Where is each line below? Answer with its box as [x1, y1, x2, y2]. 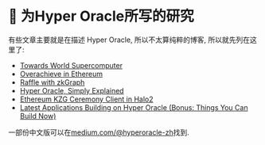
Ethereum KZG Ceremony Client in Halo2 [19, 94, 154, 104]
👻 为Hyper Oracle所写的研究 [8, 7, 195, 25]
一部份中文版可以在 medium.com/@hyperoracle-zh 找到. [8, 128, 189, 137]
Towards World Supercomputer [19, 60, 123, 70]
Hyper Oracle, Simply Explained [19, 86, 125, 95]
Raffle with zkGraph [19, 77, 85, 87]
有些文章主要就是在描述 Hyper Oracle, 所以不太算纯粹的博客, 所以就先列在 [8, 35, 251, 44]
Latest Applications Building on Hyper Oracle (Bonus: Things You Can [19, 102, 248, 112]
